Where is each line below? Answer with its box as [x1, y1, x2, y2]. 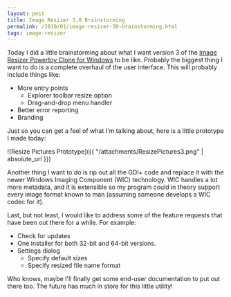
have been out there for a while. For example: [7, 219, 136, 227]
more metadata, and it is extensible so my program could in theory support [7, 183, 221, 191]
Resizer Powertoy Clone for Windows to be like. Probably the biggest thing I [7, 56, 223, 64]
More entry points [17, 84, 68, 92]
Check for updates [17, 232, 71, 240]
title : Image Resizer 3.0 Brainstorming [7, 17, 126, 24]
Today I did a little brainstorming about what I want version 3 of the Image [7, 48, 217, 57]
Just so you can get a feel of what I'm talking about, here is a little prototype [7, 127, 224, 135]
